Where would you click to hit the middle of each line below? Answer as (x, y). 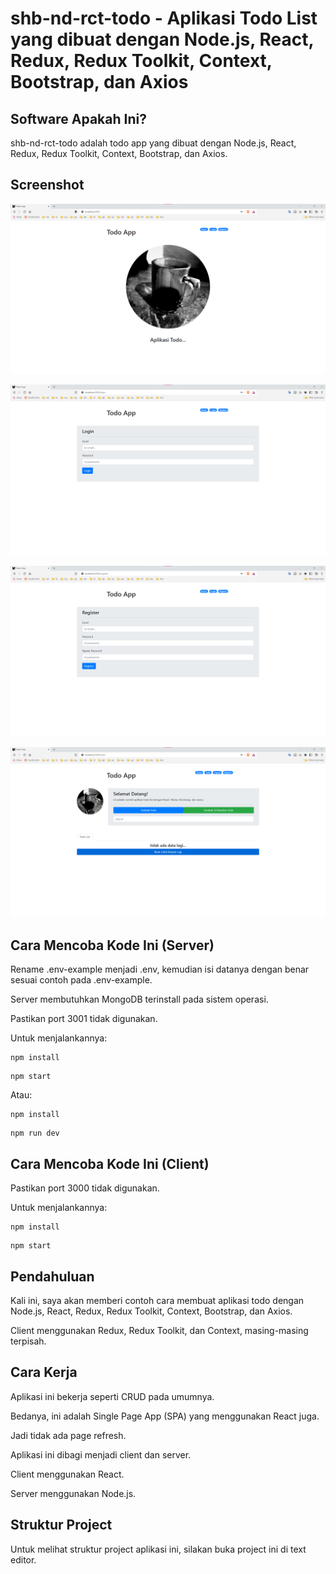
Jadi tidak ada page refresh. (68, 1435)
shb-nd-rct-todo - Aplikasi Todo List (164, 18)
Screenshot (47, 185)
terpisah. (28, 1341)
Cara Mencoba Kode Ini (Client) (110, 1163)
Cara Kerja (44, 1372)
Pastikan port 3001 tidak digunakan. (84, 1019)
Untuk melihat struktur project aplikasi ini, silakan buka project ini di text (158, 1549)
